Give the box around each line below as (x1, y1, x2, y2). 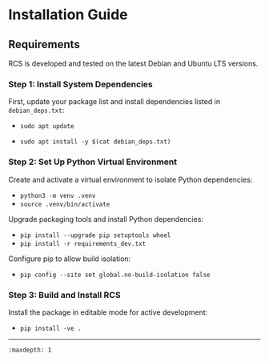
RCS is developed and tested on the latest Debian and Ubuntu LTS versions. (8, 58, 259, 68)
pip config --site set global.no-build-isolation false (19, 271, 211, 279)
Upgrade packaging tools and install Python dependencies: (8, 214, 204, 223)
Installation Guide (8, 6, 128, 24)
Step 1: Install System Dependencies (8, 78, 154, 90)
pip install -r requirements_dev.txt (19, 239, 147, 247)
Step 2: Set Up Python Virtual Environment (8, 156, 178, 167)
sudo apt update (19, 123, 74, 131)
